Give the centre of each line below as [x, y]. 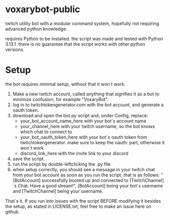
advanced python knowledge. [36, 28]
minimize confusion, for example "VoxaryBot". [60, 99]
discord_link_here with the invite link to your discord [74, 153]
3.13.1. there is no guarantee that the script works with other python [75, 44]
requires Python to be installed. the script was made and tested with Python [84, 39]
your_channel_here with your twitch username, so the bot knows [88, 126]
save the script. [29, 159]
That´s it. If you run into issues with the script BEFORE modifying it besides [83, 201]
